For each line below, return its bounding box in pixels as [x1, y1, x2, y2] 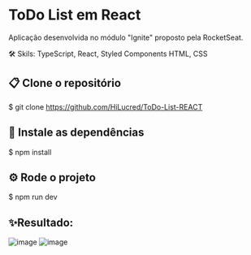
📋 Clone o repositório [8, 76, 122, 90]
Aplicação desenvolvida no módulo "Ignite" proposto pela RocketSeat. [8, 32, 244, 42]
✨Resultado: [8, 215, 74, 229]
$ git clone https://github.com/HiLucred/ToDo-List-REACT [8, 102, 203, 111]
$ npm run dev [8, 192, 58, 202]
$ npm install [8, 147, 52, 157]
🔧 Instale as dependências [8, 126, 145, 140]
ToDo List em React [8, 6, 141, 24]
